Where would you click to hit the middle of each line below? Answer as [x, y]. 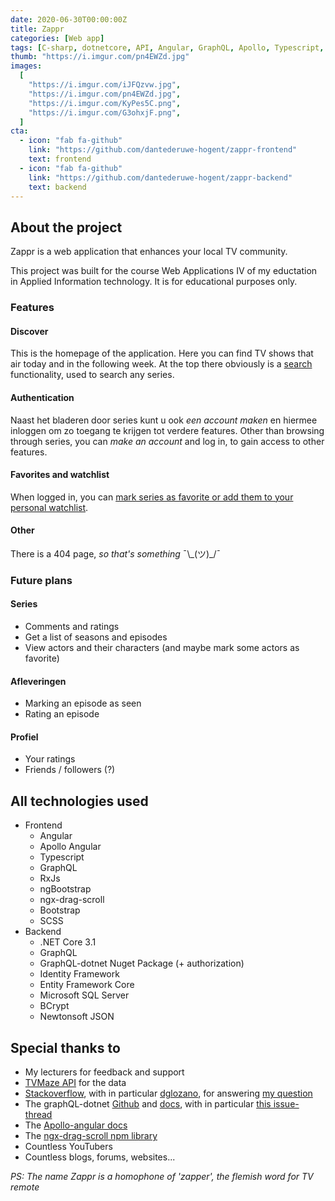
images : [26, 66]
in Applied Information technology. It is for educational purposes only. [154, 282]
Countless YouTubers [68, 1147]
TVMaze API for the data [75, 1083]
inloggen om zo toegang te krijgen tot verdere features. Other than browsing [167, 430]
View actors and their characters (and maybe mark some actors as [162, 648]
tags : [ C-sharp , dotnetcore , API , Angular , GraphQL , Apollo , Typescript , [167, 47]
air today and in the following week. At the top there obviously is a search [161, 364]
